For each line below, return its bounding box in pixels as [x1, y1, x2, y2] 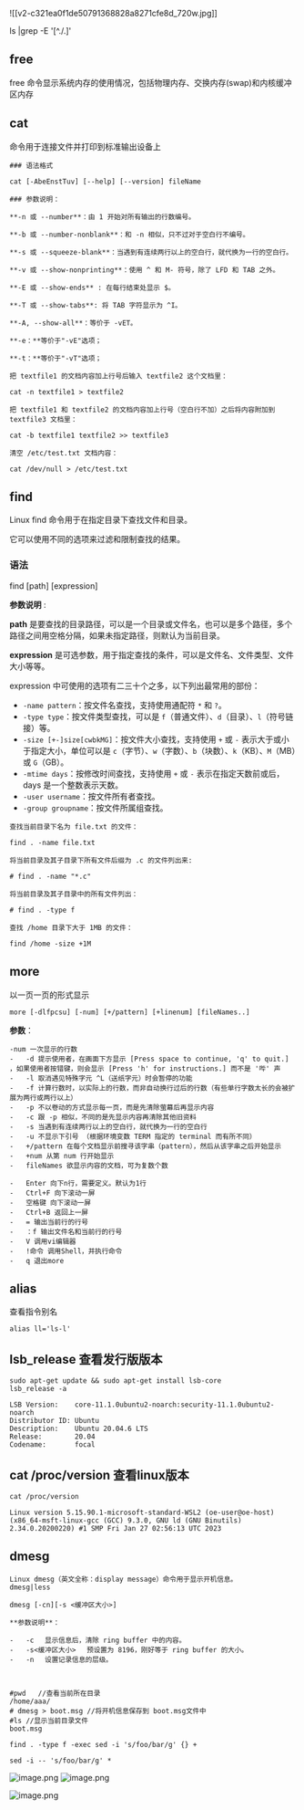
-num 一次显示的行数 [9, 1044, 78, 1053]
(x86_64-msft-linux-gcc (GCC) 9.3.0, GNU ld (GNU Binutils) [9, 1515, 243, 1525]
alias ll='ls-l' [9, 1324, 71, 1334]
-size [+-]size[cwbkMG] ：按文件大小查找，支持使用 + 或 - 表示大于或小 [22, 734, 289, 745]
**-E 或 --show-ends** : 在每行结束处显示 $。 [9, 283, 176, 292]
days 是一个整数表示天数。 [22, 779, 124, 790]
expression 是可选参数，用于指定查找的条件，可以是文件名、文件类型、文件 [9, 649, 294, 660]
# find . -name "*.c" [9, 872, 92, 881]
